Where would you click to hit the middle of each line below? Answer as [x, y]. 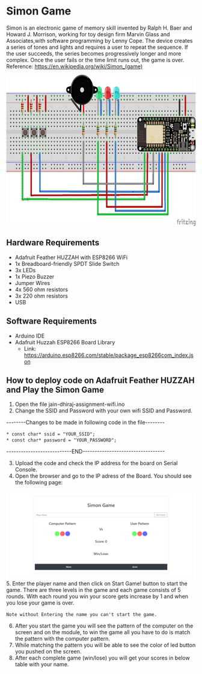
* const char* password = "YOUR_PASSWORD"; [62, 440]
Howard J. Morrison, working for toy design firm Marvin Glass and [88, 34]
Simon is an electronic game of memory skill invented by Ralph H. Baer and [99, 28]
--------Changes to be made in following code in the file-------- [86, 422]
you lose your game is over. [40, 603]
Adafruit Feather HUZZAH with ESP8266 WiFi [71, 257]
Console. [26, 470]
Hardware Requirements [53, 243]
